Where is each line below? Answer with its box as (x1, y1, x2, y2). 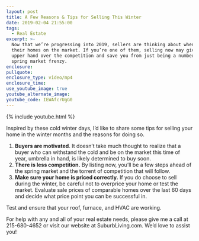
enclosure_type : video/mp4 (6, 75, 73, 81)
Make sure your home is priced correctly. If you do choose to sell (14, 173, 177, 181)
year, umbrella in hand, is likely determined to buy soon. (14, 155, 152, 162)
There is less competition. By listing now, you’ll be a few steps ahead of (14, 161, 192, 168)
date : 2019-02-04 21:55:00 (6, 20, 73, 25)
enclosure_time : (6, 81, 46, 86)
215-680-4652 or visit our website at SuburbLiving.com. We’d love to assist (6, 221, 191, 229)
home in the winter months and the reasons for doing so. (6, 131, 145, 138)
